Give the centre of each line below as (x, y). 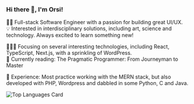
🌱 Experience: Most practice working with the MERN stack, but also (89, 77)
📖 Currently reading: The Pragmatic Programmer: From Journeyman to (92, 59)
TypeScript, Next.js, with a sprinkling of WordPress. (69, 53)
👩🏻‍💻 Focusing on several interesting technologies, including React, (88, 47)
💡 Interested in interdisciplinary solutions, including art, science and (89, 28)
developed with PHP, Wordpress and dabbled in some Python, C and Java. (97, 83)
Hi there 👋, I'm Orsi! (35, 9)
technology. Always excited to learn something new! (70, 35)
